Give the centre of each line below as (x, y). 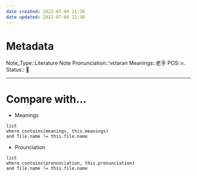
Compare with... (46, 99)
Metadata (30, 46)
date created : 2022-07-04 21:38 (45, 11)
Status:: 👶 (18, 70)
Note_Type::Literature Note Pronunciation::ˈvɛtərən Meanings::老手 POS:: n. (96, 63)
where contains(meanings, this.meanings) (57, 131)
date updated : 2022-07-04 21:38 (45, 17)
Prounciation (30, 147)
